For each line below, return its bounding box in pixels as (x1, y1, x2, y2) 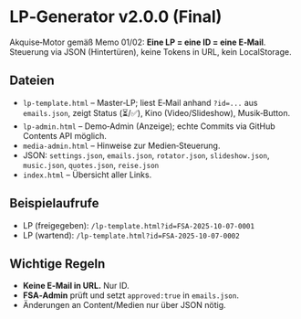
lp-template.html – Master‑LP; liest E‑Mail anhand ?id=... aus (22, 97, 258, 108)
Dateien (9, 73, 55, 89)
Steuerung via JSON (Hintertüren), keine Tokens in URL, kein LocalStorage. (9, 46, 292, 57)
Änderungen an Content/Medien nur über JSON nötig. (22, 300, 226, 311)
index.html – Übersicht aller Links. (22, 169, 152, 180)
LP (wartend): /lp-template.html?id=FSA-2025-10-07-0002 (22, 229, 240, 240)
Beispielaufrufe (9, 196, 99, 211)
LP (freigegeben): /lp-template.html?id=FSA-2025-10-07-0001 (22, 219, 255, 230)
